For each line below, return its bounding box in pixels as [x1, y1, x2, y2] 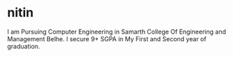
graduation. [7, 42, 40, 50]
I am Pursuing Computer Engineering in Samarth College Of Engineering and [7, 27, 226, 36]
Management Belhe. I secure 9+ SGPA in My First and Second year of [7, 34, 207, 43]
